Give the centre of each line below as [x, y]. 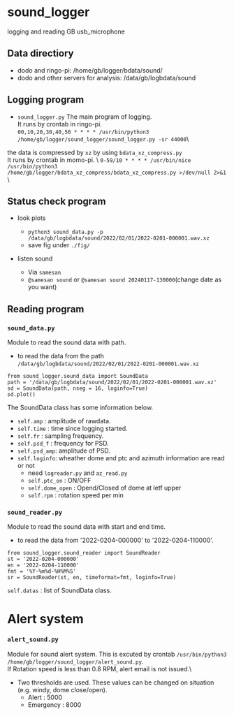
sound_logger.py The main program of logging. [85, 117]
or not [26, 466]
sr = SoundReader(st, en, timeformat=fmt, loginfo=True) [92, 578]
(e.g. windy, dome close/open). [62, 689]
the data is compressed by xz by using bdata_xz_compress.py [95, 152]
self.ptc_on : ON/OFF [59, 481]
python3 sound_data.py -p [65, 232]
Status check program [57, 201]
